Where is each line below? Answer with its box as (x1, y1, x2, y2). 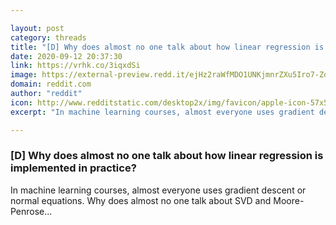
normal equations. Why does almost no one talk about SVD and (10, 194, 272, 206)
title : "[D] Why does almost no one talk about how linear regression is (10, 42, 325, 52)
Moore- (273, 194, 305, 206)
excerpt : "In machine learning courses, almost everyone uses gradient (10, 107, 315, 117)
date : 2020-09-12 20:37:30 (10, 51, 123, 61)
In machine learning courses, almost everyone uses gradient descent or (10, 184, 307, 196)
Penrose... (10, 205, 53, 217)
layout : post (10, 23, 65, 33)
